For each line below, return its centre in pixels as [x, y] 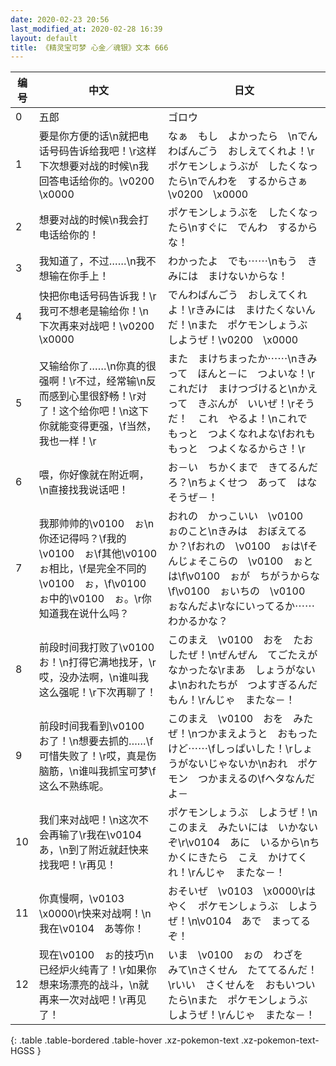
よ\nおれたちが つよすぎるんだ [242, 685]
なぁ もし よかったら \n [232, 136]
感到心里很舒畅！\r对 [97, 396]
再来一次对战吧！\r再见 [92, 1000]
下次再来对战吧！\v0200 [96, 326]
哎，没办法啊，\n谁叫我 [94, 678]
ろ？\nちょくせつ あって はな [242, 483]
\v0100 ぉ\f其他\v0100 [98, 554]
